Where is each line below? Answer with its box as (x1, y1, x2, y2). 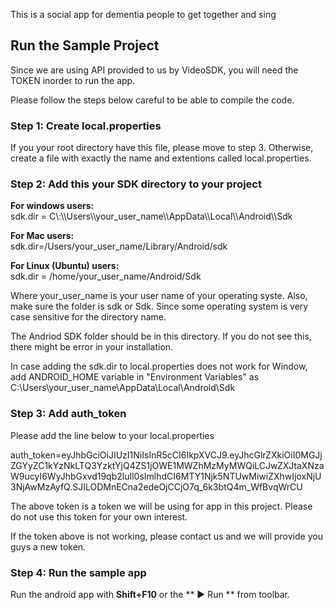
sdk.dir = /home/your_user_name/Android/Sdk (10, 270, 202, 283)
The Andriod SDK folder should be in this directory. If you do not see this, (10, 330, 312, 343)
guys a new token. (10, 540, 87, 553)
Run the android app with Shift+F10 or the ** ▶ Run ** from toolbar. (10, 589, 291, 600)
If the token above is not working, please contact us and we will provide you (10, 530, 323, 542)
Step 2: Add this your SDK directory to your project (10, 177, 262, 191)
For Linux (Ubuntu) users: (10, 260, 120, 272)
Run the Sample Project (10, 37, 160, 54)
